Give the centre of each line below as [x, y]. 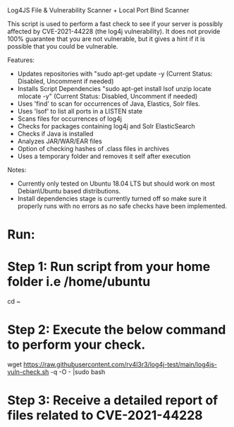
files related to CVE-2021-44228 [105, 415]
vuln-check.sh [28, 372]
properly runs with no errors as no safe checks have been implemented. [122, 206]
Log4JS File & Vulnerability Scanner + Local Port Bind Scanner [98, 10]
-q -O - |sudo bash [78, 372]
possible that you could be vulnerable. [63, 46]
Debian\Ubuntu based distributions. [69, 191]
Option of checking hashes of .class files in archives [93, 149]
